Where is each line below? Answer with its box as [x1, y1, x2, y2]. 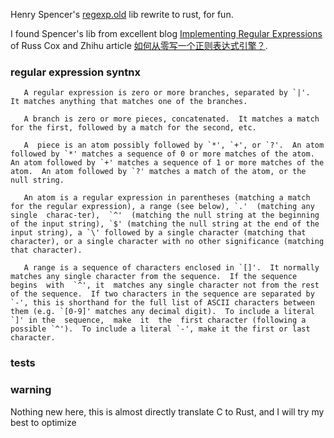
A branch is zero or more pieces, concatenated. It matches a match [23, 114, 320, 124]
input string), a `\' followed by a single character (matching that [10, 228, 307, 238]
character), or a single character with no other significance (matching [10, 237, 325, 247]
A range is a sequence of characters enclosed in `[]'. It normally [23, 263, 320, 273]
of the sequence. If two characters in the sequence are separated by [10, 289, 315, 299]
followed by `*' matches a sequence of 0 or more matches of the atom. [10, 149, 315, 159]
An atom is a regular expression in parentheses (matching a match [23, 193, 311, 203]
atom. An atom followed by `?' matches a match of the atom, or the [10, 167, 307, 177]
